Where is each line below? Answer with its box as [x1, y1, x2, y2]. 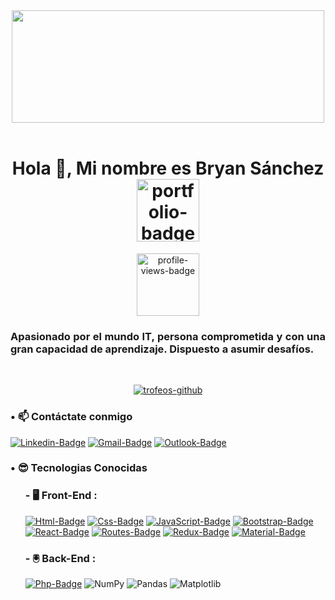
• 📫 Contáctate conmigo [10, 410, 133, 424]
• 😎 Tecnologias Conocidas [10, 461, 148, 475]
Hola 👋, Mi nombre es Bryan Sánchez [11, 157, 325, 180]
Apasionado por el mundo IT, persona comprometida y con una [10, 329, 326, 343]
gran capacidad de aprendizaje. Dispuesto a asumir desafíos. [10, 342, 315, 356]
